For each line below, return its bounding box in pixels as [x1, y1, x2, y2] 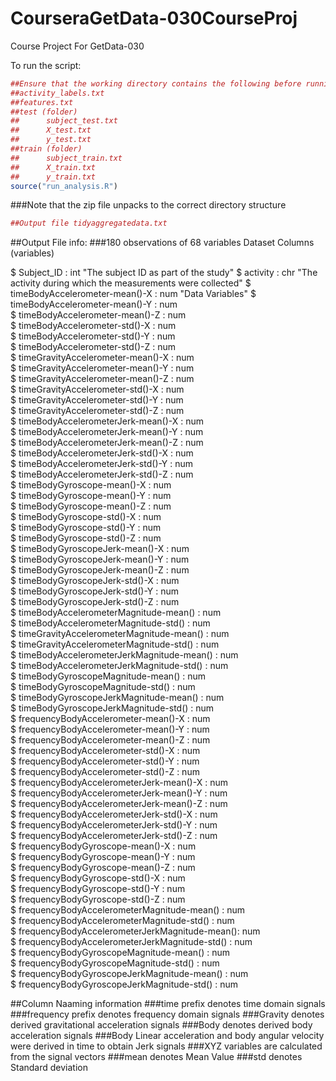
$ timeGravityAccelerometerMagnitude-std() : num [10, 638, 220, 651]
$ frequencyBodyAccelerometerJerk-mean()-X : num [10, 777, 228, 789]
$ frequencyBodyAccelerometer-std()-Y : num [10, 755, 200, 767]
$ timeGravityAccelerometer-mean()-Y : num [10, 362, 195, 374]
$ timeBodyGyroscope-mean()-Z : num [10, 500, 172, 512]
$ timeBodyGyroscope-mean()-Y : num [10, 490, 172, 502]
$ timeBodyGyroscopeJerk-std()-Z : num [10, 596, 180, 608]
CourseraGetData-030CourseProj [10, 7, 298, 30]
